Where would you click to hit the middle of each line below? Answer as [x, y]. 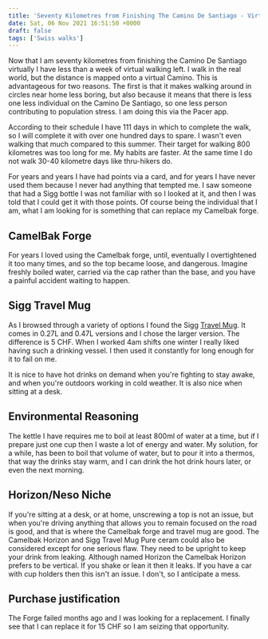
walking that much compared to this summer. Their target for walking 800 [129, 144]
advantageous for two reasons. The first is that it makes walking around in [130, 86]
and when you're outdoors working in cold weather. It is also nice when [126, 383]
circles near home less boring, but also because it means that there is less [130, 95]
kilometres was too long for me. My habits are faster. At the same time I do [130, 153]
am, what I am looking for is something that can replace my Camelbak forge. [134, 211]
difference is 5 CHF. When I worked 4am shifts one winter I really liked [124, 341]
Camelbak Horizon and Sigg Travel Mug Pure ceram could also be [116, 540]
